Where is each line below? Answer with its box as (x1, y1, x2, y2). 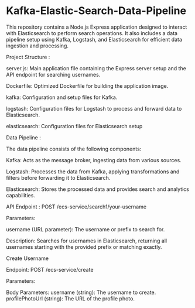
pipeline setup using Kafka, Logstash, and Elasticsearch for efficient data (6, 36, 183, 43)
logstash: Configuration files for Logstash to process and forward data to (6, 105, 182, 112)
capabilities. (6, 191, 35, 199)
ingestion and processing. (6, 42, 69, 49)
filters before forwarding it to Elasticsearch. (6, 174, 111, 181)
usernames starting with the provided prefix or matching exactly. (6, 243, 162, 250)
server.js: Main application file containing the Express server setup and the (6, 64, 186, 71)
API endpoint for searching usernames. (6, 71, 101, 78)
